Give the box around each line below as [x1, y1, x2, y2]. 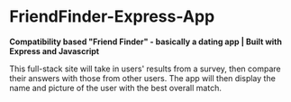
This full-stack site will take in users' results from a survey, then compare [9, 63, 281, 74]
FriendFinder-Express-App [9, 6, 215, 27]
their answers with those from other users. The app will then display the [9, 72, 277, 83]
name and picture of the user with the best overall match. [9, 82, 223, 93]
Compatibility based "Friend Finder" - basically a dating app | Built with [9, 36, 282, 47]
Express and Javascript [9, 45, 100, 56]
